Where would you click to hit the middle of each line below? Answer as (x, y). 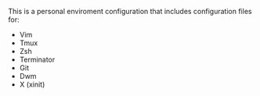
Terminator (37, 59)
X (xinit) (32, 84)
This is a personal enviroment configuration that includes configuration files (130, 11)
